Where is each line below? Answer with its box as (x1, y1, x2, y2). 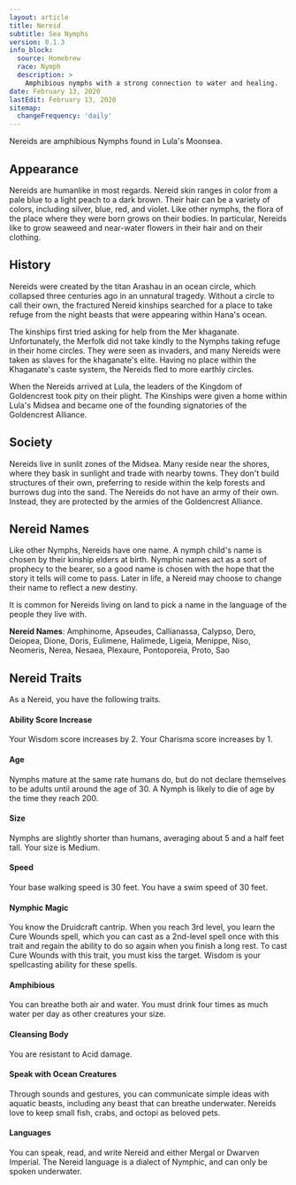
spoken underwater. (9, 1166, 82, 1177)
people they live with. (9, 609, 87, 620)
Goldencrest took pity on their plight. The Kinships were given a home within (9, 390, 288, 401)
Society (9, 435, 53, 450)
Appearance (9, 161, 80, 177)
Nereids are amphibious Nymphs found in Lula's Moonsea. (9, 136, 223, 147)
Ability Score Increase (9, 714, 93, 725)
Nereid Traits (9, 670, 82, 685)
